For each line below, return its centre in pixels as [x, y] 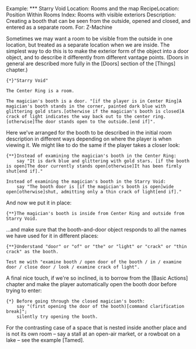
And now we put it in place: [39, 203]
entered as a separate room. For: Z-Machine [59, 27]
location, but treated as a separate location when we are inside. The [88, 45]
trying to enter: [24, 291]
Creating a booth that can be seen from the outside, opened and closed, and [98, 21]
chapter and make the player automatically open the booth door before [92, 284]
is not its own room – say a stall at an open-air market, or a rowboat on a [93, 334]
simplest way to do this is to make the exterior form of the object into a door [97, 51]
